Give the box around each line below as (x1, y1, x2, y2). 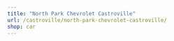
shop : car (7, 23, 36, 30)
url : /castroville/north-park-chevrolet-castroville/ (7, 17, 168, 24)
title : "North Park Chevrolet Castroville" (7, 10, 136, 17)
